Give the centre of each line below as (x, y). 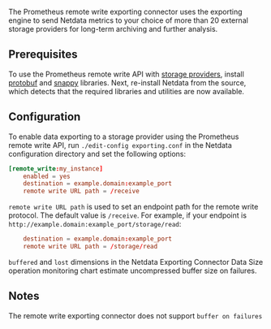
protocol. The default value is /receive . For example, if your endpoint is (128, 215)
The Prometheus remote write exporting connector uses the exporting (125, 12)
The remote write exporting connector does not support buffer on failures (135, 315)
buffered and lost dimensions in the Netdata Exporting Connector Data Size (136, 262)
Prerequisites (43, 55)
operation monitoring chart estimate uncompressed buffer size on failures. (133, 271)
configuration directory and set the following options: (97, 154)
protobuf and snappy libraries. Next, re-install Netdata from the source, (127, 82)
